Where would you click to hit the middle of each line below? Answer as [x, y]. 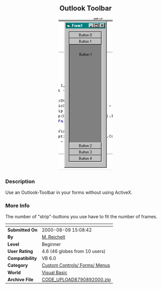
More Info [18, 206]
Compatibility [22, 258]
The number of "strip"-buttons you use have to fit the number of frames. [82, 217]
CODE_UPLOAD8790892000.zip [76, 279]
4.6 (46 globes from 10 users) [74, 251]
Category [18, 265]
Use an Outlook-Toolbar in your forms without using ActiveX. [69, 192]
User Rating [20, 251]
